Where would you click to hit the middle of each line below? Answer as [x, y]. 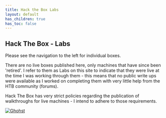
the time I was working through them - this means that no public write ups [81, 76]
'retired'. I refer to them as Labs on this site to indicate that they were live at [82, 70]
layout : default [22, 14]
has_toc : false [21, 24]
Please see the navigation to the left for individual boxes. [63, 56]
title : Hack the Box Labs [32, 10]
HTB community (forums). [32, 86]
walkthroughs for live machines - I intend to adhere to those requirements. [81, 101]
